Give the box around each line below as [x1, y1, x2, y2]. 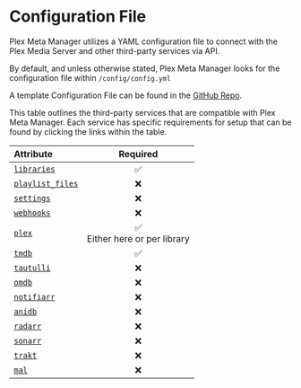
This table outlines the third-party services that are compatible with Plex [9, 107, 276, 118]
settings [13, 193, 51, 203]
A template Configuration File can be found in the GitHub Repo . [9, 90, 243, 101]
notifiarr [13, 292, 56, 302]
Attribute [13, 147, 54, 160]
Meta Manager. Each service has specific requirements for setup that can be [9, 117, 292, 128]
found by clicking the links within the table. [9, 126, 168, 137]
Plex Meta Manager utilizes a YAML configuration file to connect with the [9, 36, 279, 47]
